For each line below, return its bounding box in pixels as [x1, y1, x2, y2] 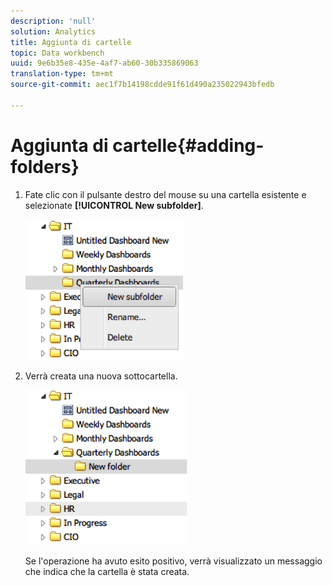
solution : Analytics [10, 26, 97, 37]
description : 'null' [10, 16, 97, 26]
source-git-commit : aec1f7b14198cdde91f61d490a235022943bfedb [10, 80, 275, 90]
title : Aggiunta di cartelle [10, 37, 132, 47]
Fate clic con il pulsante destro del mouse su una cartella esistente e [24, 188, 307, 200]
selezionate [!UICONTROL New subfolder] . [24, 199, 204, 211]
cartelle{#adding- [112, 134, 265, 157]
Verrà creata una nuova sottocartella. [24, 370, 178, 382]
